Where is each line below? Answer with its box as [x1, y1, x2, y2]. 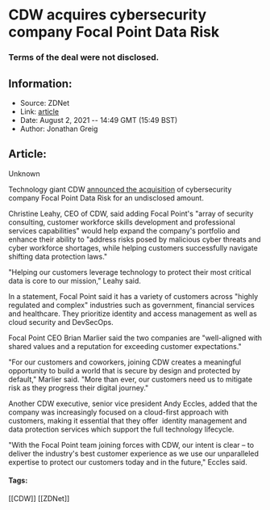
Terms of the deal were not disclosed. [8, 52, 160, 63]
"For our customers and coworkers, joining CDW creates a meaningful [8, 357, 242, 367]
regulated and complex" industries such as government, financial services [8, 300, 255, 310]
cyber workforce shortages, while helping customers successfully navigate [8, 242, 258, 252]
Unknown [8, 168, 40, 179]
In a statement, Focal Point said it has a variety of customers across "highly [8, 291, 259, 301]
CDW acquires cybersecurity [8, 6, 207, 24]
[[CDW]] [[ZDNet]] [8, 493, 70, 503]
